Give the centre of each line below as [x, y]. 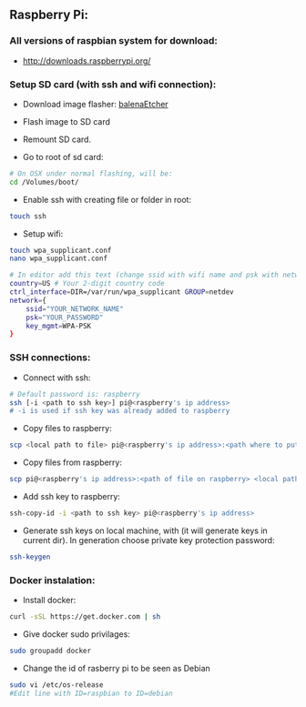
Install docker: [49, 601]
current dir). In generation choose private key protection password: [148, 540]
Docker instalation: [52, 580]
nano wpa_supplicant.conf [58, 258]
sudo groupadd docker [51, 651]
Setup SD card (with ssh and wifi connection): [113, 84]
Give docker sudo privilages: [76, 634]
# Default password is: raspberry [75, 394]
